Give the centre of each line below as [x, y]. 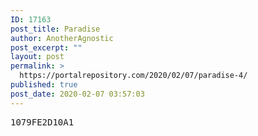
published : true [44, 85]
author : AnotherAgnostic [62, 38]
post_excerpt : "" [46, 47]
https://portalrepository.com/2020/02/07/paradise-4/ [133, 76]
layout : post [37, 57]
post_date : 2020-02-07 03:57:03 [77, 94]
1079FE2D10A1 [42, 122]
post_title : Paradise [55, 29]
